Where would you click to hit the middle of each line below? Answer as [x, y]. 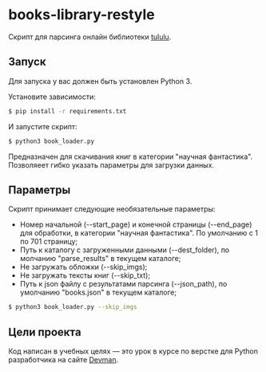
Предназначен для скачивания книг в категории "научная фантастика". [131, 156]
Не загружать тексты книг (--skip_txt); [85, 275]
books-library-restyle [81, 15]
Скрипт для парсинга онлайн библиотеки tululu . [90, 37]
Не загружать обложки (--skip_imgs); [83, 267]
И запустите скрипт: [43, 126]
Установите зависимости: [52, 97]
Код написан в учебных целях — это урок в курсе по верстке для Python [133, 351]
